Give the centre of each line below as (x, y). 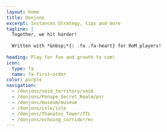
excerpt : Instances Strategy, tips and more (63, 23)
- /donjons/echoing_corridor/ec (53, 119)
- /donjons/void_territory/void (53, 91)
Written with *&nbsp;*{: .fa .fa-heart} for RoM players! (87, 46)
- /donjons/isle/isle (39, 108)
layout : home (23, 12)
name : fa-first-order (39, 74)
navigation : (21, 86)
